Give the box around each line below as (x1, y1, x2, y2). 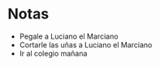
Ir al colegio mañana (19, 48, 88, 58)
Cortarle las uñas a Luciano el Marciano (19, 39, 153, 49)
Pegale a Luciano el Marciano (19, 31, 119, 41)
